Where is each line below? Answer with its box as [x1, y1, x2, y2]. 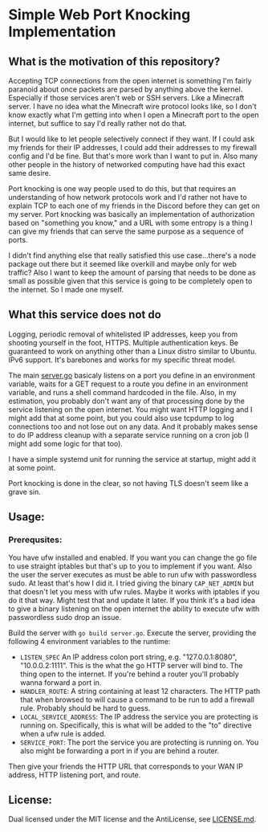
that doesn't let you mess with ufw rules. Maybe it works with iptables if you [8, 586, 260, 596]
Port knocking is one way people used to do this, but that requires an [8, 184, 237, 194]
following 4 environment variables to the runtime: [8, 636, 171, 646]
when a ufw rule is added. [19, 728, 107, 738]
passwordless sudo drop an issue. [8, 612, 122, 622]
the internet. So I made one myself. [8, 285, 124, 294]
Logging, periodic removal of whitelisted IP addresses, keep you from [8, 329, 238, 339]
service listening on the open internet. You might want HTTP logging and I [8, 404, 253, 414]
